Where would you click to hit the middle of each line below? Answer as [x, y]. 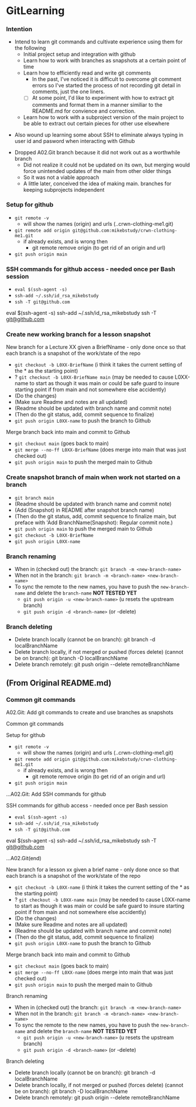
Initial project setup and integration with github [79, 55]
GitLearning [35, 11]
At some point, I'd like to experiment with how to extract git [103, 98]
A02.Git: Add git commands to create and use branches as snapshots [90, 712]
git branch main [34, 498]
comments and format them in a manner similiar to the [97, 104]
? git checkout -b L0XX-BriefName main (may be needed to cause [94, 377]
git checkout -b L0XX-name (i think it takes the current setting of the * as [102, 887]
